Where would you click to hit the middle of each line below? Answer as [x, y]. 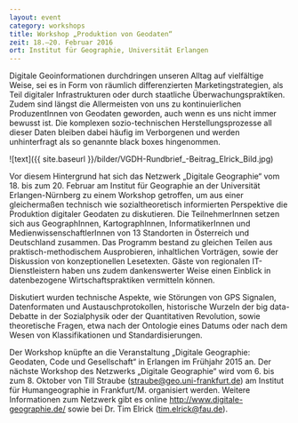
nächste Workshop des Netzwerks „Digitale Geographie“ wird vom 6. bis [142, 371]
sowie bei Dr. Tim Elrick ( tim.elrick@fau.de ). [148, 409]
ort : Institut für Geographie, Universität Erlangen [109, 51]
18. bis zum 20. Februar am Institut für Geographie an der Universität [135, 186]
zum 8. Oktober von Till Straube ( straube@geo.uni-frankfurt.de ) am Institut [147, 381]
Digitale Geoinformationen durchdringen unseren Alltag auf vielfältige [137, 76]
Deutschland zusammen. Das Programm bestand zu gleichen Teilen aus [141, 243]
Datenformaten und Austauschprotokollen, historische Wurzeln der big [139, 307]
